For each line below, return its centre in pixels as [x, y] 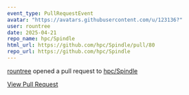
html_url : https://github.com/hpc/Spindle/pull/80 [81, 45]
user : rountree [29, 26]
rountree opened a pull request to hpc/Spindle [73, 71]
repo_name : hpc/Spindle [41, 39]
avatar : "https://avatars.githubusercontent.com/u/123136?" [95, 20]
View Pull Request [33, 84]
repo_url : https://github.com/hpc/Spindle [69, 52]
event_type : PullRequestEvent [51, 13]
